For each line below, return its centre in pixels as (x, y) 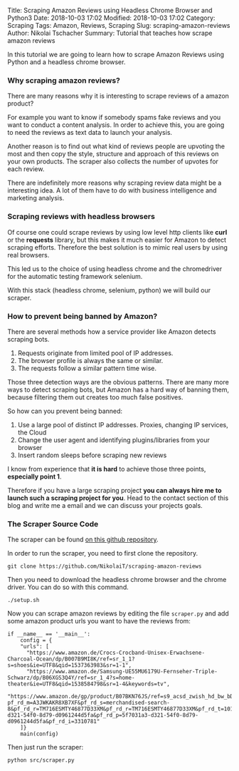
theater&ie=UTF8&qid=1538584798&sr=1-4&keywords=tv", (89, 684)
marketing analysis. (36, 198)
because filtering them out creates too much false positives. (95, 397)
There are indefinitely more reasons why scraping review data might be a (115, 183)
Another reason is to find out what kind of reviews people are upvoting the (116, 146)
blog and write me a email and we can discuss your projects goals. (105, 505)
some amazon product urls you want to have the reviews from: (99, 621)
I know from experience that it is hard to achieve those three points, (107, 469)
